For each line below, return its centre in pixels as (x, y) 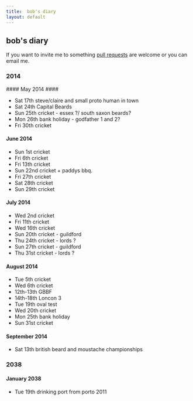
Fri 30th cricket (33, 125)
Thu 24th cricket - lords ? (45, 240)
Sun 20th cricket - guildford (48, 235)
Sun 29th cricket (35, 189)
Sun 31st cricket (34, 323)
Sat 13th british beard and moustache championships (79, 349)
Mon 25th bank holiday (42, 317)
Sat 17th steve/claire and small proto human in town (77, 100)
